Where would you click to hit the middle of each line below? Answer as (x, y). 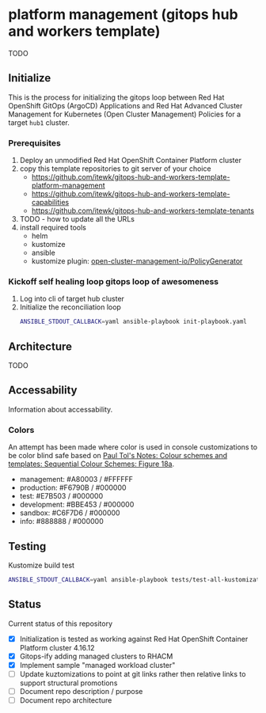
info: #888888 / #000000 (62, 521)
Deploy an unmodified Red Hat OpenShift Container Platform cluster (130, 161)
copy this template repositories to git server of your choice (115, 169)
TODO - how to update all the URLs (77, 219)
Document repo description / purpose (81, 691)
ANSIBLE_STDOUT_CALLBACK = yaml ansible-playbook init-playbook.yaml (133, 322)
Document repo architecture (66, 700)
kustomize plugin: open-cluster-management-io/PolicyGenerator (137, 261)
